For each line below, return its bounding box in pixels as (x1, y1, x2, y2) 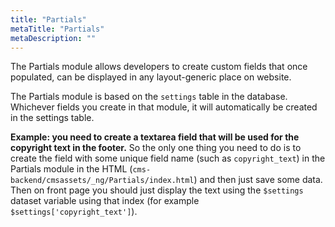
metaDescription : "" (10, 33, 97, 43)
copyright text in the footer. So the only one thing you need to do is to (10, 142, 302, 154)
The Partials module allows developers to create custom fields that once (10, 61, 308, 73)
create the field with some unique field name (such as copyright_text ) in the (10, 152, 326, 165)
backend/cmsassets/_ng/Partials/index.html (10, 176, 195, 186)
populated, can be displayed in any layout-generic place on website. (10, 71, 292, 83)
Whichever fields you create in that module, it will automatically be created (10, 101, 318, 113)
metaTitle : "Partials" (10, 24, 105, 34)
